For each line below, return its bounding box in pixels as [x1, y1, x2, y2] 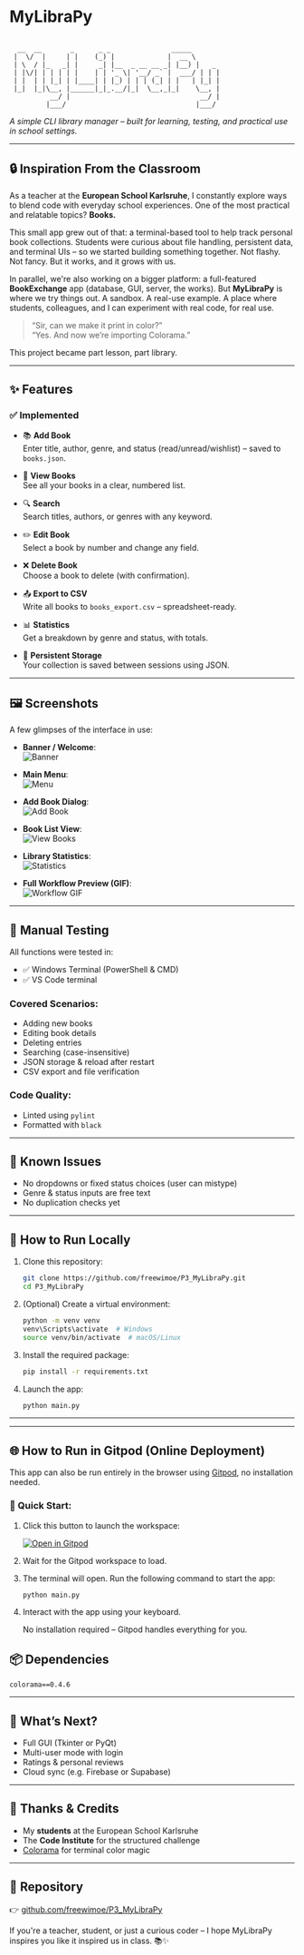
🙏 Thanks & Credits [9, 1801, 119, 1816]
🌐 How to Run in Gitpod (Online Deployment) [9, 1442, 265, 1458]
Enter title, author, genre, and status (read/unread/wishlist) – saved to [22, 443, 281, 455]
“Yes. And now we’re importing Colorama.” [31, 329, 191, 340]
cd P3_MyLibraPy [22, 1282, 84, 1292]
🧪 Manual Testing [9, 923, 109, 938]
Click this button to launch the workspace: [22, 1520, 181, 1530]
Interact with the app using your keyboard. [22, 1607, 181, 1618]
